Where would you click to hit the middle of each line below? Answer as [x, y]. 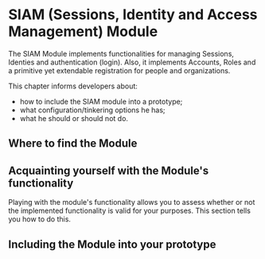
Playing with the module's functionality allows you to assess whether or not [132, 202]
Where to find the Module [73, 144]
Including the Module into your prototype [112, 244]
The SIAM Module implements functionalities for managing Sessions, [121, 53]
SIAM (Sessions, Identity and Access [133, 15]
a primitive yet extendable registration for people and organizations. [119, 70]
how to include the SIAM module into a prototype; [101, 101]
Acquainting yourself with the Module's [109, 170]
